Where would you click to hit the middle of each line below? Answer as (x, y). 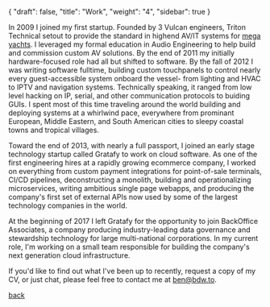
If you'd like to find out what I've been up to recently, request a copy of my (132, 271)
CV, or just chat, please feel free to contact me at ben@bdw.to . (113, 280)
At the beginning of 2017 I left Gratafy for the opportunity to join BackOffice (133, 221)
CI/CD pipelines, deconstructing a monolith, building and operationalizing (130, 180)
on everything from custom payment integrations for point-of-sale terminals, (135, 171)
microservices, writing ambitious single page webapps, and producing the (131, 188)
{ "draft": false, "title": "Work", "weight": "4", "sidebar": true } (110, 12)
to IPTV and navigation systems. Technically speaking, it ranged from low (130, 87)
